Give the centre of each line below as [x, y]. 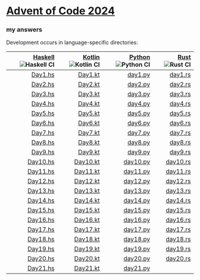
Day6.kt [89, 123]
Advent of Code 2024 [60, 11]
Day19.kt [87, 249]
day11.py [137, 172]
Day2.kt [89, 85]
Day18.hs [41, 239]
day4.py [139, 104]
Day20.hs [41, 259]
